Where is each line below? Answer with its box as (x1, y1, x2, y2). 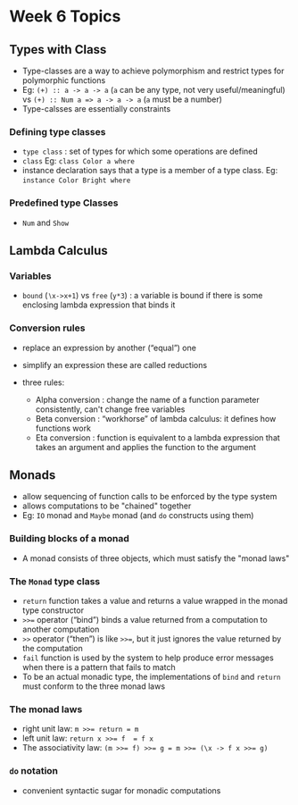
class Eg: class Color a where (21, 155, 136, 166)
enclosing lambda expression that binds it (21, 299, 176, 310)
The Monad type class (9, 574, 101, 587)
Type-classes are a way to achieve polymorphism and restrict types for (21, 65, 285, 76)
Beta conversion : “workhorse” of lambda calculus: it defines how (35, 413, 277, 423)
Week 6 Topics (9, 6, 121, 27)
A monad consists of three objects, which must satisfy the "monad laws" (21, 552, 290, 564)
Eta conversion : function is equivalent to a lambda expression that (35, 432, 281, 443)
